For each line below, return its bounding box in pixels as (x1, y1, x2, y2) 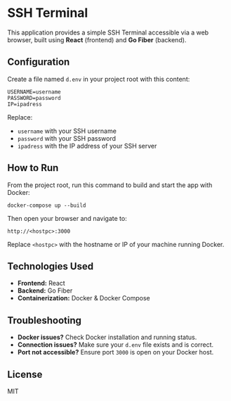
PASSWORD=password (7, 94, 61, 101)
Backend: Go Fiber (17, 286, 73, 295)
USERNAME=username (7, 88, 61, 96)
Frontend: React (17, 279, 65, 288)
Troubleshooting (7, 314, 82, 326)
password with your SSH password (17, 134, 116, 142)
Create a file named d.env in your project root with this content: (7, 75, 190, 83)
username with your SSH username (17, 127, 117, 135)
